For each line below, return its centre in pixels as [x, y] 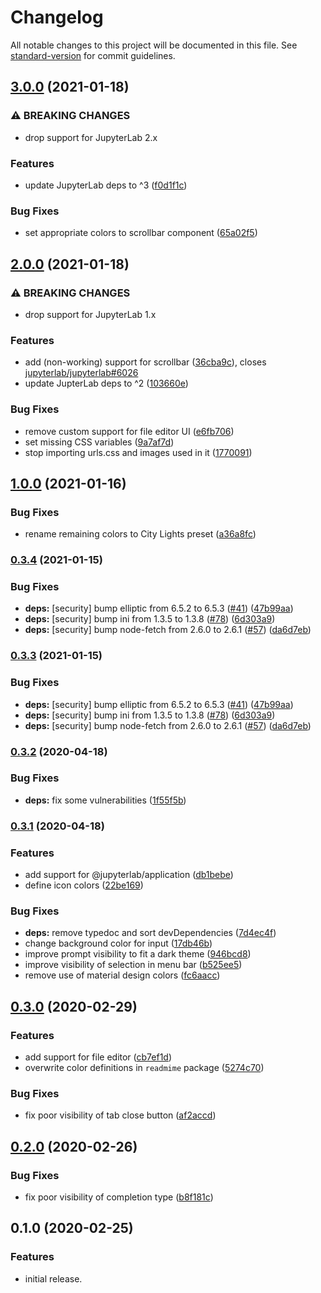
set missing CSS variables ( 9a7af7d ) [99, 442]
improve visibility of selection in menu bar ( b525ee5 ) [133, 965]
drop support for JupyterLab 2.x [91, 137]
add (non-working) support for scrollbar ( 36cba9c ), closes [145, 362]
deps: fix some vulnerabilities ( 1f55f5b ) [105, 800]
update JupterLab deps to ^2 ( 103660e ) [106, 383]
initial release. [53, 1278]
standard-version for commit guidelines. [93, 55]
